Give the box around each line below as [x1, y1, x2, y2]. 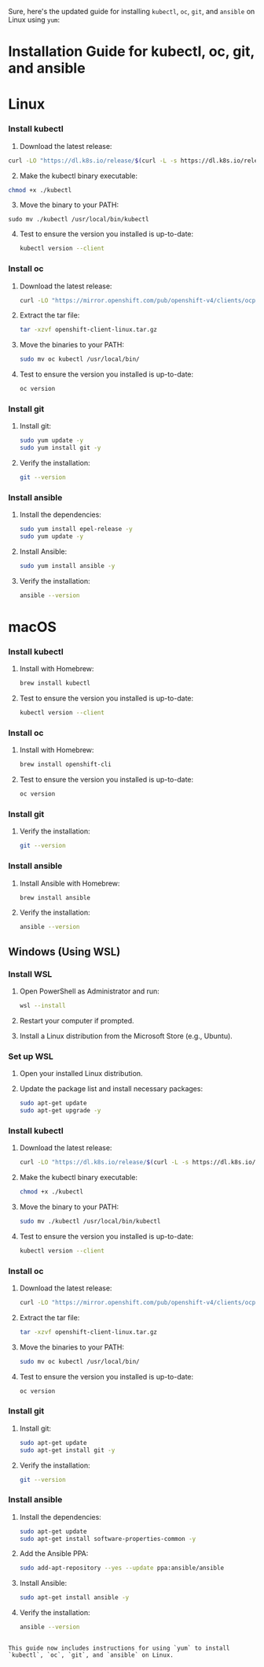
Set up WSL [8, 1051, 53, 1062]
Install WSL [8, 968, 53, 979]
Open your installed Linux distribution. [19, 1069, 143, 1079]
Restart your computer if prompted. [19, 1015, 135, 1025]
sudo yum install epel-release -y [19, 525, 133, 533]
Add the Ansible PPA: [19, 1549, 89, 1558]
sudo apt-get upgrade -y [19, 1107, 101, 1115]
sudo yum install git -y [19, 444, 101, 452]
